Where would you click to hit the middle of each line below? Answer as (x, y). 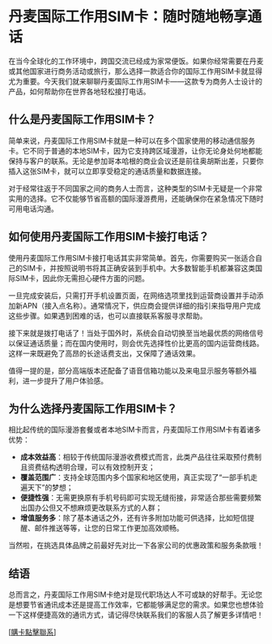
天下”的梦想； (50, 487)
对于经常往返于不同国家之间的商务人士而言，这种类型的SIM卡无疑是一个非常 (136, 188)
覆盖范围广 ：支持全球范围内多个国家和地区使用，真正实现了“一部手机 (135, 478)
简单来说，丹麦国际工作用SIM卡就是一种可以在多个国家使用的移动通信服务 (132, 140)
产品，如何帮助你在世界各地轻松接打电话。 (79, 91)
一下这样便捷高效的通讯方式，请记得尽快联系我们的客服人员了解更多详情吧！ (136, 615)
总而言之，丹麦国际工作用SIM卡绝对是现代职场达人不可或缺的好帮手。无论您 (136, 594)
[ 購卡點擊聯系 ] (32, 632)
